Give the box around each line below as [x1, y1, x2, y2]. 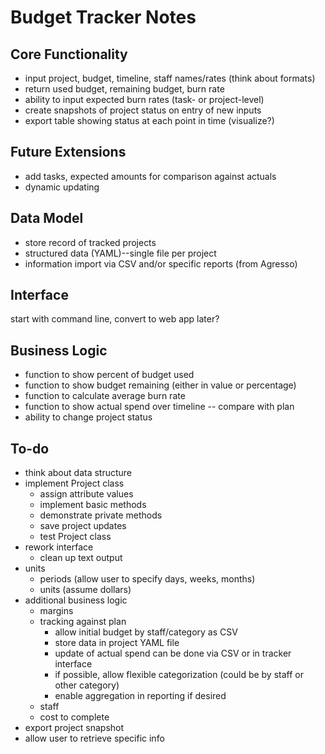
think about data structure [24, 467, 133, 479]
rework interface [24, 541, 94, 553]
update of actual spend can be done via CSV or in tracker [54, 647, 292, 660]
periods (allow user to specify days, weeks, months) [39, 573, 256, 585]
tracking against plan [39, 616, 127, 628]
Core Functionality [10, 46, 128, 63]
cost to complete [39, 711, 110, 723]
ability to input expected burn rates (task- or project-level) [24, 94, 265, 105]
